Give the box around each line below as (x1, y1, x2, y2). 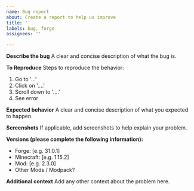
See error (14, 95, 39, 102)
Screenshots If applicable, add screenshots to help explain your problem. (6, 124, 187, 131)
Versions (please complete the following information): (6, 135, 143, 143)
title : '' (6, 20, 31, 26)
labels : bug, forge (6, 25, 55, 32)
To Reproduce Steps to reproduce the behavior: (6, 64, 124, 72)
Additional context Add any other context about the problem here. (6, 178, 170, 185)
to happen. (6, 113, 33, 120)
